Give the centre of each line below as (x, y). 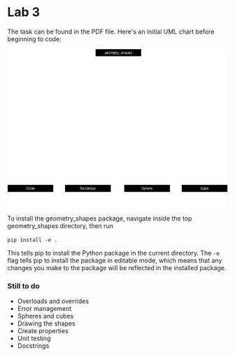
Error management (44, 309)
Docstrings (33, 346)
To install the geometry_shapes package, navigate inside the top (100, 218)
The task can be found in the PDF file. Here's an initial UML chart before (111, 31)
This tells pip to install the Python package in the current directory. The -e (114, 253)
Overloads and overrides (53, 301)
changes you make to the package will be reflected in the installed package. (117, 268)
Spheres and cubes (45, 316)
